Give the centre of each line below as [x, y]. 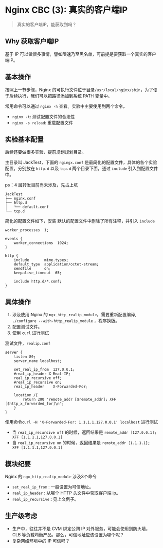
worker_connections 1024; [41, 243]
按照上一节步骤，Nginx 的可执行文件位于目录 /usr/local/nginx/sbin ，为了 [79, 90]
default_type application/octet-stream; [56, 264]
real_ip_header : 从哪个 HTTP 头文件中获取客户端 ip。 [66, 493]
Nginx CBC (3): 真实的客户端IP [66, 10]
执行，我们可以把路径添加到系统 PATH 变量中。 [65, 96]
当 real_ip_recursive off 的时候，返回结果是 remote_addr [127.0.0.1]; [84, 432]
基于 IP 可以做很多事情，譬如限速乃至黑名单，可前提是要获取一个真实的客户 [81, 54]
